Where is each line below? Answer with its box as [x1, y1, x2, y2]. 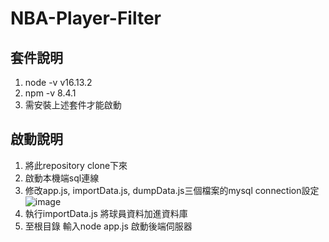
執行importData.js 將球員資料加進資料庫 [24, 207, 188, 219]
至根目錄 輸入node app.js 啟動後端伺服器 [24, 220, 193, 232]
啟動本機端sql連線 [24, 172, 100, 184]
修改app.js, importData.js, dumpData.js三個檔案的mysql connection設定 [24, 184, 320, 196]
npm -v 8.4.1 [24, 87, 77, 99]
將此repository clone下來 [24, 159, 128, 171]
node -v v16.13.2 [24, 77, 93, 88]
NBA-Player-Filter [10, 7, 162, 30]
